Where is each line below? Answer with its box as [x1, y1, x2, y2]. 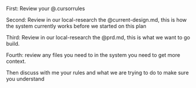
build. [6, 40, 20, 47]
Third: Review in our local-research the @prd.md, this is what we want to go [6, 34, 190, 40]
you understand [6, 76, 45, 82]
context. [6, 58, 26, 65]
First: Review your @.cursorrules [6, 5, 85, 12]
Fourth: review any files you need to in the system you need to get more [6, 52, 181, 58]
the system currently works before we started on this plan [6, 23, 147, 29]
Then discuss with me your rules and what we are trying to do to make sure [6, 69, 190, 76]
